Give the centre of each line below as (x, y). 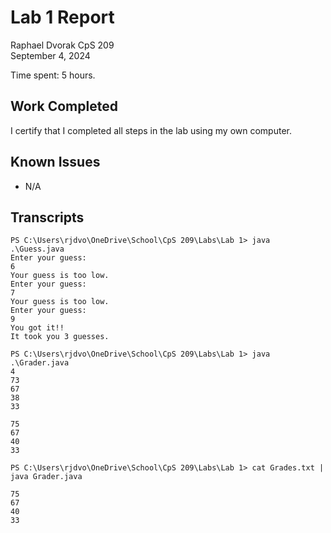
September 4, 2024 (50, 55)
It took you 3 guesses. (60, 337)
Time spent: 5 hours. (53, 75)
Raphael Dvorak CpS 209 (62, 45)
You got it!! (37, 328)
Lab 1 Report (62, 17)
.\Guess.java (37, 249)
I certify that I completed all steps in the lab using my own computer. (151, 130)
